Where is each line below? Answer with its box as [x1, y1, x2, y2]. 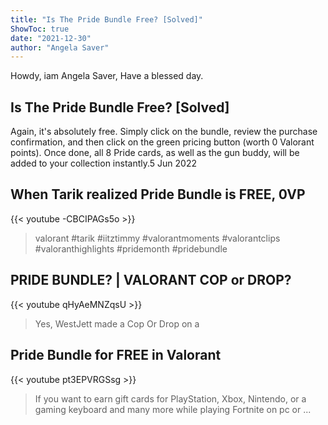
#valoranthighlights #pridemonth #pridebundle [34, 242, 228, 255]
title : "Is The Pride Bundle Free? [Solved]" [10, 14, 203, 25]
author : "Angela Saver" [10, 42, 110, 53]
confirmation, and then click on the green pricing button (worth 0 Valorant [10, 136, 315, 148]
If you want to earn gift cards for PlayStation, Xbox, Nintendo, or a [34, 392, 307, 405]
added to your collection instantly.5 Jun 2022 [10, 157, 197, 170]
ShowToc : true [10, 24, 70, 34]
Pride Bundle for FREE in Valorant [10, 347, 222, 364]
